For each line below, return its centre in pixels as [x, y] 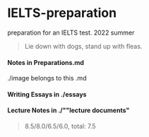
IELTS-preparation [62, 13]
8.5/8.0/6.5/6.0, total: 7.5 [60, 126]
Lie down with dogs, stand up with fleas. [83, 46]
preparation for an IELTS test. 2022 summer [71, 32]
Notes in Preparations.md [46, 62]
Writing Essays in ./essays [47, 94]
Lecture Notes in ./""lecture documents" [68, 110]
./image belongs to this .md [47, 78]
